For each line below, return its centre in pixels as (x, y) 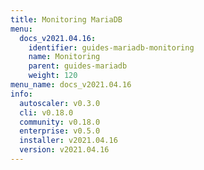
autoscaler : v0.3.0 (60, 103)
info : (21, 94)
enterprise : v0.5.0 (60, 131)
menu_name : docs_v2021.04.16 (71, 85)
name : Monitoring (64, 57)
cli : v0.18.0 (46, 112)
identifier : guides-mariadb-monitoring (111, 47)
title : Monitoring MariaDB (66, 19)
